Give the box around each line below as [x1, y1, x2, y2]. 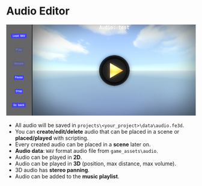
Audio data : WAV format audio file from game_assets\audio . [14, 147, 158, 154]
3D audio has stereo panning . [14, 166, 90, 173]
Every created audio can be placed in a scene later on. [14, 140, 151, 148]
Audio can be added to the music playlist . [14, 173, 120, 180]
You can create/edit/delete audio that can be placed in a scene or [14, 128, 180, 135]
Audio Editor [6, 4, 70, 18]
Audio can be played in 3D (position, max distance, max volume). [14, 160, 176, 167]
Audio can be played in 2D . [14, 153, 82, 161]
